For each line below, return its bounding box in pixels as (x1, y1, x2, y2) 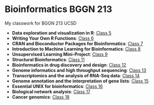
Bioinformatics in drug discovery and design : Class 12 (12, 62, 126, 68)
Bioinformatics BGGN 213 (5, 4, 112, 15)
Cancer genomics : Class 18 (12, 94, 70, 100)
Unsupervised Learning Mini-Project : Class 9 (12, 51, 108, 57)
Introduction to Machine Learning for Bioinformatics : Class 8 (12, 46, 141, 52)
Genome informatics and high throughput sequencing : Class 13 (12, 67, 146, 73)
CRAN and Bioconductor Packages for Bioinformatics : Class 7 (12, 40, 143, 46)
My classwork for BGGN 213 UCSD (5, 20, 77, 26)
